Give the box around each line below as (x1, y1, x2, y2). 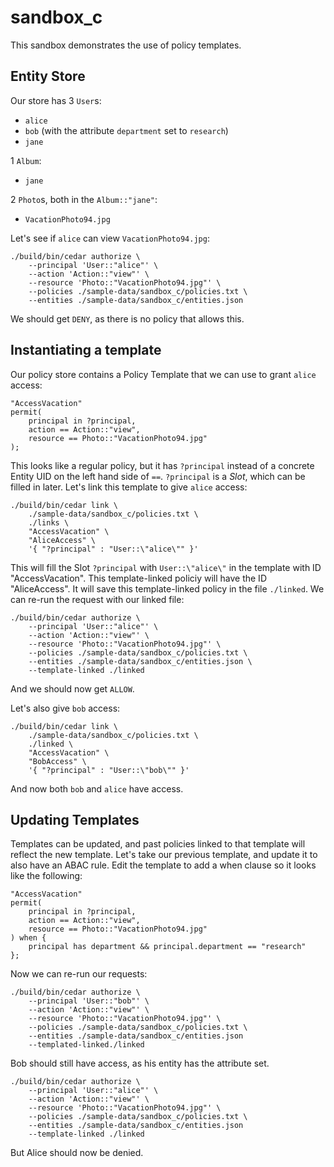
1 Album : (10, 154, 42, 166)
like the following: (10, 870, 83, 882)
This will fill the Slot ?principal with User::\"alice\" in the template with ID (10, 561, 322, 573)
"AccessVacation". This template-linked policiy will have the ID (10, 572, 267, 584)
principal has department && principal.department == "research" (28, 942, 307, 952)
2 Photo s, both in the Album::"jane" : (10, 193, 158, 205)
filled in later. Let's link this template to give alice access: (10, 481, 248, 493)
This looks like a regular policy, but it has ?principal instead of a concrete (10, 459, 315, 471)
